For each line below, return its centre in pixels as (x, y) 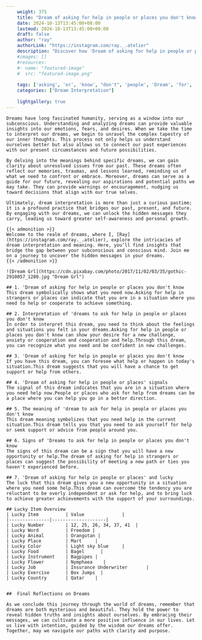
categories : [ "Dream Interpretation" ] (66, 91)
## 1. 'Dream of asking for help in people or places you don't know (95, 287)
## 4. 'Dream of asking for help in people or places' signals (87, 382)
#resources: (32, 62)
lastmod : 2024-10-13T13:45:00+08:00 (63, 29)
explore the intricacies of (146, 240)
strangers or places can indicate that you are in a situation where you (101, 298)
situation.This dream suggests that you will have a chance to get (93, 366)
